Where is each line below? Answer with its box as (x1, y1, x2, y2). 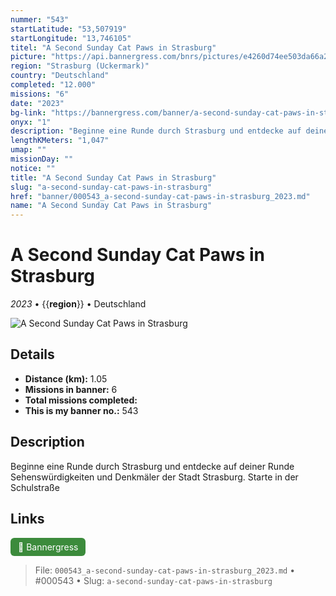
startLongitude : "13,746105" (10, 33, 132, 43)
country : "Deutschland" (10, 71, 110, 81)
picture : (10, 52, 47, 62)
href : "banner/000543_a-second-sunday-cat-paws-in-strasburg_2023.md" (10, 191, 311, 201)
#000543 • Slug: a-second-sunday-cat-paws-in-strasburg (34, 574, 273, 586)
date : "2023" (10, 98, 65, 108)
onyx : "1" (10, 117, 52, 127)
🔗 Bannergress (18, 541, 79, 553)
